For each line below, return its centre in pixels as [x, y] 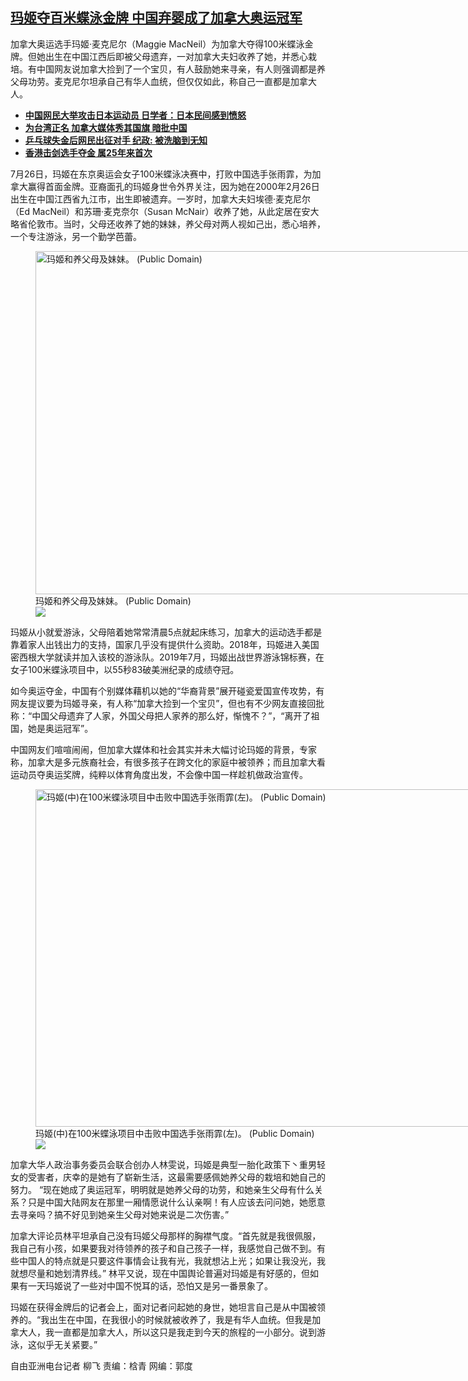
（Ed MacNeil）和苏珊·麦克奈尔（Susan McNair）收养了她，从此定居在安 [160, 211]
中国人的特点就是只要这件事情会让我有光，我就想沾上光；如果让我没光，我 [172, 1260]
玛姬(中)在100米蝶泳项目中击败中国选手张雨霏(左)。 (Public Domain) [175, 1133]
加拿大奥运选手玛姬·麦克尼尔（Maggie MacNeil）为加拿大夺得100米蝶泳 [157, 44]
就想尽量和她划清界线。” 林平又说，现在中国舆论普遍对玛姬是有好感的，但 [160, 1273]
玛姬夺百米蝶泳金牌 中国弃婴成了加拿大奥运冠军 [156, 18]
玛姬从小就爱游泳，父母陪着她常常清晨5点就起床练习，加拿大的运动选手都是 [166, 632]
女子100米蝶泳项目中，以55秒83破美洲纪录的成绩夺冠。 [125, 669]
